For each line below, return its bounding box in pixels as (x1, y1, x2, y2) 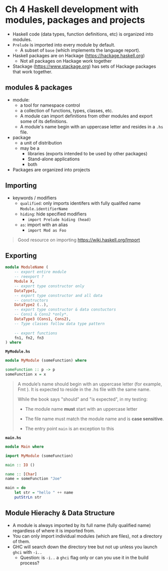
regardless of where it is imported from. (12, 528, 95, 534)
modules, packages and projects (5, 14, 145, 26)
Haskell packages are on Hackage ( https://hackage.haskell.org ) (12, 52, 145, 59)
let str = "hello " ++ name (14, 490, 73, 495)
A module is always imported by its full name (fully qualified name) (12, 522, 151, 528)
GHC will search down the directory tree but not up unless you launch (12, 544, 158, 550)
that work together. (12, 68, 52, 74)
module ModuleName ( (5, 265, 49, 270)
